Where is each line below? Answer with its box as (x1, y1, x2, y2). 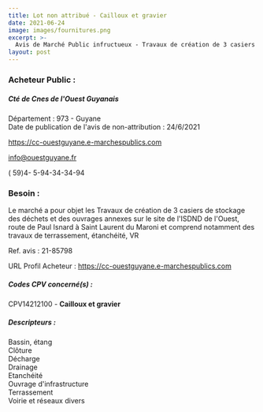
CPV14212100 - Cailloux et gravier (8, 299, 120, 309)
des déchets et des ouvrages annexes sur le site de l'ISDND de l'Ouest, (8, 214, 240, 223)
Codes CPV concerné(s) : (8, 279, 93, 289)
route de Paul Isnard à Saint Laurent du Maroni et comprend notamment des (8, 223, 255, 232)
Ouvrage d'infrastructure (8, 380, 89, 389)
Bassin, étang (8, 337, 53, 347)
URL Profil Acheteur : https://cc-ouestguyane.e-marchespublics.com (8, 261, 232, 271)
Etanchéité (8, 371, 43, 380)
